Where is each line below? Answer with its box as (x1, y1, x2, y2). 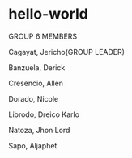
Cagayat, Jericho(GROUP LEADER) (8, 47, 126, 56)
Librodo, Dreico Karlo (8, 110, 79, 119)
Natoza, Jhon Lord (8, 125, 70, 135)
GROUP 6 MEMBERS (8, 31, 78, 41)
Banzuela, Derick (8, 62, 66, 73)
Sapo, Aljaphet (8, 140, 57, 150)
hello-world (8, 5, 89, 23)
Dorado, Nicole (8, 94, 59, 103)
